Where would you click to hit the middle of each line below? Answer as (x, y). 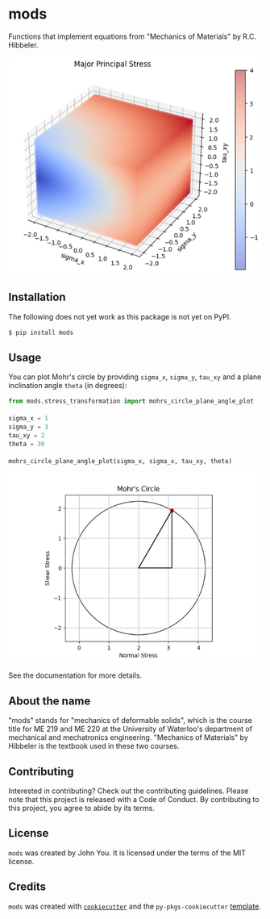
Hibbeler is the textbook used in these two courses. (94, 746)
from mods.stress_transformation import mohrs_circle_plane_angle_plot (131, 401)
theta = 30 (27, 444)
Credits (27, 887)
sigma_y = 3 (28, 427)
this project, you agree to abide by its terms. (81, 808)
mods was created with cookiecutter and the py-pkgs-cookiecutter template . (135, 906)
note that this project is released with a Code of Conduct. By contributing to (134, 800)
